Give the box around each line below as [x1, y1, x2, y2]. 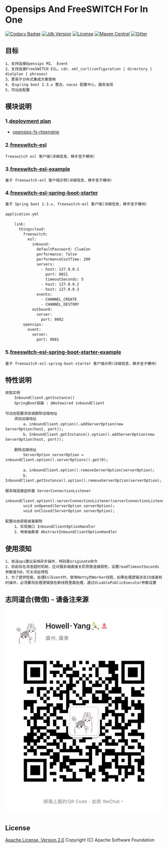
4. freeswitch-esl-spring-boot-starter [5, 189, 98, 196]
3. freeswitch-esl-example [5, 165, 70, 173]
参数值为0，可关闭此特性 [5, 570, 48, 575]
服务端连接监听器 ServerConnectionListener [5, 488, 91, 493]
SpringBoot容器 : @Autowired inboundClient [14, 401, 105, 406]
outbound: [31, 307, 52, 312]
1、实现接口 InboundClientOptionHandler [14, 524, 96, 530]
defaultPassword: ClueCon [36, 247, 91, 252]
